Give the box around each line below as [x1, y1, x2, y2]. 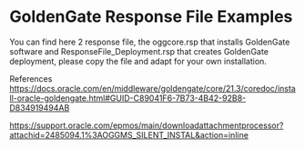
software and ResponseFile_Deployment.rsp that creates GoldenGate [9, 45, 269, 56]
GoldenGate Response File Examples [9, 6, 293, 27]
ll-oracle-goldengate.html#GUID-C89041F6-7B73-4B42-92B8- [9, 93, 247, 104]
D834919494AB [9, 102, 70, 113]
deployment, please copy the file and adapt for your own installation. [9, 55, 267, 66]
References [9, 73, 53, 84]
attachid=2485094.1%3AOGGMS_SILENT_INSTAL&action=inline [9, 129, 249, 140]
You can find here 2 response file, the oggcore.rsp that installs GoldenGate [9, 36, 290, 47]
